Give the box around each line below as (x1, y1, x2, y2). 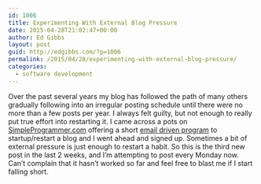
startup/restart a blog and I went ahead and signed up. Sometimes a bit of (8, 133, 248, 142)
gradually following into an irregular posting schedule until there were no (8, 100, 244, 109)
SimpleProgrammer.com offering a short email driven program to (8, 125, 218, 134)
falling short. (8, 167, 49, 176)
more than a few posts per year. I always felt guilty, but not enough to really (8, 108, 253, 118)
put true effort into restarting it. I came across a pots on (8, 116, 188, 126)
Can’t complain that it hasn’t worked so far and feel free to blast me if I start (8, 158, 253, 167)
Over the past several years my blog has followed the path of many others (8, 91, 248, 101)
